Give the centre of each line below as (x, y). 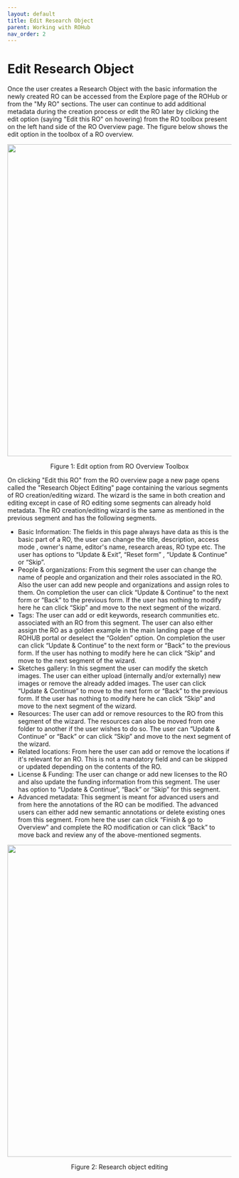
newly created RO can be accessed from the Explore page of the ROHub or (117, 96)
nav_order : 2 (27, 34)
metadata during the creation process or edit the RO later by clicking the (113, 112)
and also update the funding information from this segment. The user (119, 782)
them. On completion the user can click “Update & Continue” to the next (123, 593)
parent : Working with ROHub (49, 27)
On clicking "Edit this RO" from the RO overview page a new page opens (113, 480)
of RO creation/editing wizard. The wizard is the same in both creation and (116, 496)
